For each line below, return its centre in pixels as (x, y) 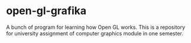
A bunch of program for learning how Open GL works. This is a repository (96, 27)
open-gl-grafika (46, 11)
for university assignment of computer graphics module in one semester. (95, 33)
